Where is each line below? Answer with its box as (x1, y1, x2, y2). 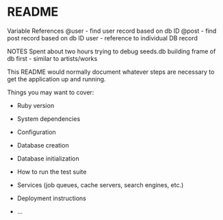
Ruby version (16, 101, 55, 109)
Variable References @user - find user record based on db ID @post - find (7, 27, 217, 35)
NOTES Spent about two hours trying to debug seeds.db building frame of (7, 47, 216, 55)
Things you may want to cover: (7, 88, 94, 96)
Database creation (16, 141, 70, 149)
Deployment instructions (16, 194, 87, 202)
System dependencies (16, 114, 81, 123)
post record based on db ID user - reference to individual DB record (7, 33, 198, 42)
